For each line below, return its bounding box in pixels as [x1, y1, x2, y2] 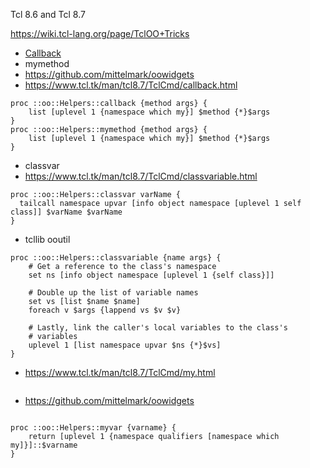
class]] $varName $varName [10, 207, 123, 217]
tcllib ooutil [24, 234, 71, 245]
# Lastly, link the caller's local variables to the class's [28, 323, 288, 333]
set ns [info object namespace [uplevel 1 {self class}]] [28, 270, 275, 280]
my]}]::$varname [10, 440, 78, 450]
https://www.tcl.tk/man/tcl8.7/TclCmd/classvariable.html [24, 170, 258, 182]
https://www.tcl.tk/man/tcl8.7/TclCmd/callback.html [24, 79, 238, 91]
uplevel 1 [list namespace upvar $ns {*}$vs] [28, 340, 222, 350]
